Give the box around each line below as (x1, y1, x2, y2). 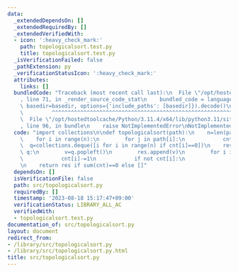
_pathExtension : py (13, 63, 72, 70)
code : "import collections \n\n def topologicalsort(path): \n (13, 129, 195, 136)
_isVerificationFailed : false (13, 57, 103, 64)
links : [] (20, 83, 50, 90)
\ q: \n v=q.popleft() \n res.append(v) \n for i (20, 149, 227, 156)
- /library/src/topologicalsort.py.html (7, 247, 129, 255)
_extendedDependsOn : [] (13, 17, 84, 24)
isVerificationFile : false (13, 175, 93, 182)
